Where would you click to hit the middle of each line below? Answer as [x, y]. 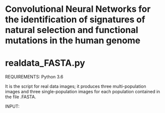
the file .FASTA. [21, 97]
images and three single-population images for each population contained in [82, 92]
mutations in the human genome [73, 41]
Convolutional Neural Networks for [78, 9]
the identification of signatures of [75, 19]
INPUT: [12, 107]
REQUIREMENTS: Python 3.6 [34, 77]
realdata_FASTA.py [45, 63]
